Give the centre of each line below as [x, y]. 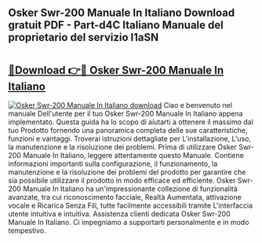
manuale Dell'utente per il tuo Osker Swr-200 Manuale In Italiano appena [126, 114]
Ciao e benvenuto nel [198, 105]
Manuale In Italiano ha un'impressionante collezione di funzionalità [130, 189]
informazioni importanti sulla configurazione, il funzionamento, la [113, 164]
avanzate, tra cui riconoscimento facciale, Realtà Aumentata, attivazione [125, 197]
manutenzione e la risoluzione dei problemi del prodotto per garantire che [127, 172]
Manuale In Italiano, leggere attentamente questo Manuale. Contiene [134, 155]
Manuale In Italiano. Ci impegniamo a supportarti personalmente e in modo [129, 222]
